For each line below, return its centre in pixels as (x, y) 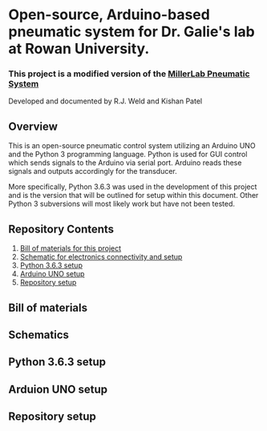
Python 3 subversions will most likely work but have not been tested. (121, 204)
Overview (33, 126)
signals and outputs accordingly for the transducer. (93, 171)
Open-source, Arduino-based (109, 15)
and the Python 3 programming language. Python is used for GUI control (128, 155)
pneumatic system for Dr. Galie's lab (131, 32)
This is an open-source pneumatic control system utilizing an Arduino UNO (132, 146)
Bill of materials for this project (71, 248)
